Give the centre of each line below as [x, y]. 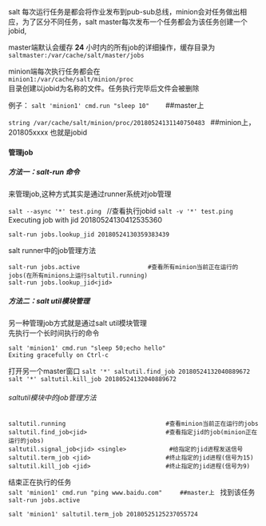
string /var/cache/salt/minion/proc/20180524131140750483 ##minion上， [132, 122]
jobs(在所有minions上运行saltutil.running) [78, 275]
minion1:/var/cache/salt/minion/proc [71, 79]
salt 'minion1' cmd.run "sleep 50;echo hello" [87, 348]
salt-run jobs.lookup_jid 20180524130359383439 [89, 235]
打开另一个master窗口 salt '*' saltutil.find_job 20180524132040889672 [129, 371]
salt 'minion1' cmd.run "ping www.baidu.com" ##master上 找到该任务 [132, 492]
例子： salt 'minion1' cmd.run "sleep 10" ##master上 [106, 105]
